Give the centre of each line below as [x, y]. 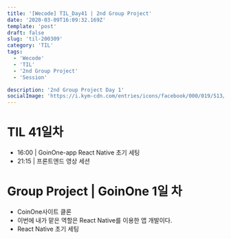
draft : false [26, 33]
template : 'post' [32, 26]
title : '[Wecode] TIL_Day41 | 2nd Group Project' [80, 13]
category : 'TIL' [30, 45]
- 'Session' [31, 77]
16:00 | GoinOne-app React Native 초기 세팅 [78, 152]
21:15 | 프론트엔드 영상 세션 [54, 161]
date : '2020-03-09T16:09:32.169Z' [57, 20]
